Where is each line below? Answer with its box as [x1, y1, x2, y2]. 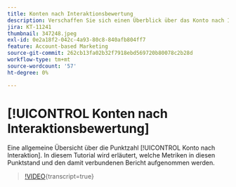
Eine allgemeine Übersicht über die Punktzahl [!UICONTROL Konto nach [7, 143, 216, 152]
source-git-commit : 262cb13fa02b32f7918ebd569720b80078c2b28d [7, 50, 193, 57]
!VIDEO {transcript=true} [24, 172, 95, 181]
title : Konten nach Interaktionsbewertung [7, 10, 133, 18]
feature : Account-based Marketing [7, 43, 109, 50]
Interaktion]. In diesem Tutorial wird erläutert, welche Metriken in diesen [7, 151, 216, 160]
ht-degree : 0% [7, 69, 49, 76]
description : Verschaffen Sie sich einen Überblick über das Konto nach [7, 17, 225, 24]
